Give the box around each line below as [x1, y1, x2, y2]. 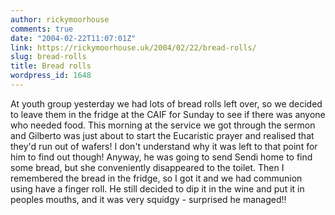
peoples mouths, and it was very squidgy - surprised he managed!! [10, 193, 287, 205]
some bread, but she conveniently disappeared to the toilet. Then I [10, 161, 285, 173]
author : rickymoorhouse [10, 14, 110, 25]
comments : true [10, 24, 74, 34]
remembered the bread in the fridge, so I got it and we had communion [10, 172, 303, 184]
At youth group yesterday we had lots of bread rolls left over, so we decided [10, 97, 323, 110]
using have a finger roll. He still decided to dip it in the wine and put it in [10, 182, 305, 195]
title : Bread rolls [10, 61, 92, 71]
